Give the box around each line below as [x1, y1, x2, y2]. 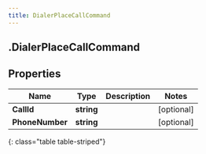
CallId [12, 104, 35, 115]
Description [105, 90, 151, 101]
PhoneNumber [12, 116, 68, 127]
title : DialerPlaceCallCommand [8, 11, 111, 20]
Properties [8, 68, 61, 81]
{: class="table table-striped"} [8, 137, 106, 146]
